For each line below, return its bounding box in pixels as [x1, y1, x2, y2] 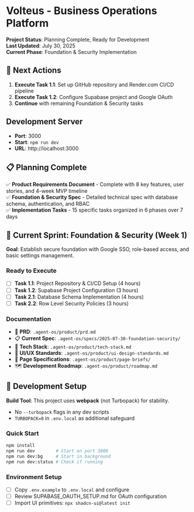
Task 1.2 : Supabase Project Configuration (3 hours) [14, 286, 138, 294]
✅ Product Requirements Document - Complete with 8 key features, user [6, 181, 184, 188]
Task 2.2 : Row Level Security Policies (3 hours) [14, 300, 129, 307]
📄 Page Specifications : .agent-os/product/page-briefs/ [14, 356, 151, 363]
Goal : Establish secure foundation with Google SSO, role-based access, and [6, 246, 189, 253]
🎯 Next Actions [6, 66, 61, 76]
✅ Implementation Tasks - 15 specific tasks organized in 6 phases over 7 [6, 206, 183, 213]
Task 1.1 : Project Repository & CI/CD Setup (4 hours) [14, 280, 141, 287]
